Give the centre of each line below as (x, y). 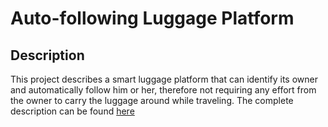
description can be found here (72, 111)
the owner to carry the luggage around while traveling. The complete (152, 100)
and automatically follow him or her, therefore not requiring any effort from (163, 90)
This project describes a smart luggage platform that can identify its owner (164, 79)
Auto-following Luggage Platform (152, 18)
